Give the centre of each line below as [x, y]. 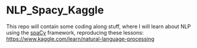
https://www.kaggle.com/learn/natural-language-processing [80, 39]
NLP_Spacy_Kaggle [55, 10]
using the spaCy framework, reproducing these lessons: [75, 32]
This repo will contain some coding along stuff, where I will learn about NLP [99, 26]
